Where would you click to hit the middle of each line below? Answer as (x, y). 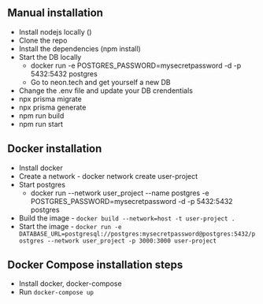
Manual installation (56, 13)
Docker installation (55, 149)
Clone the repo (43, 40)
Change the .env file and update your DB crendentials (106, 91)
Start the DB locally (50, 57)
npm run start (41, 124)
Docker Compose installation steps (95, 265)
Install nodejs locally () (55, 32)
